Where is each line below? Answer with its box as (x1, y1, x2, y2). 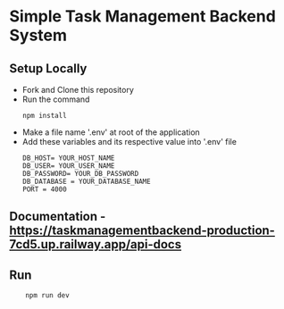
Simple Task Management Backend (9, 6, 277, 27)
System (9, 25, 68, 46)
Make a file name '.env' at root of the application (21, 127, 201, 138)
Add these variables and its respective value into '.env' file (21, 137, 237, 146)
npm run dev (25, 291, 70, 300)
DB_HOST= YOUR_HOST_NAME (21, 154, 115, 163)
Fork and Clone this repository (21, 85, 134, 95)
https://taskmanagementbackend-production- (9, 223, 275, 238)
